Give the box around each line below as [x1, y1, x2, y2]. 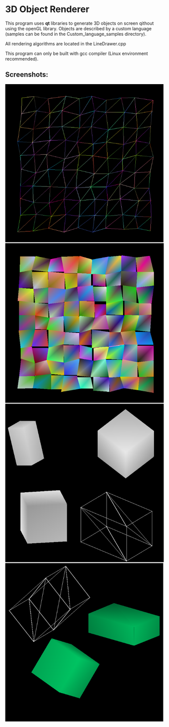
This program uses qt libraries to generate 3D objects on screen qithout [5, 20, 154, 26]
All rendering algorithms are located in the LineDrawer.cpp [5, 40, 127, 46]
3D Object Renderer [5, 4, 90, 15]
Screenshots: [5, 71, 49, 79]
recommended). [5, 55, 39, 61]
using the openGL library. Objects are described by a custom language [5, 25, 152, 31]
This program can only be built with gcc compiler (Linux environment [5, 50, 148, 56]
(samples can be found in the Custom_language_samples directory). [5, 31, 147, 37]
